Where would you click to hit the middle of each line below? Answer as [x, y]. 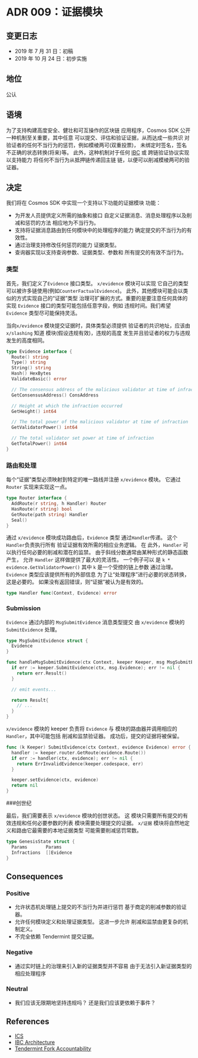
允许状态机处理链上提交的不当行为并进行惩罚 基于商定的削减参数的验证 [100, 907]
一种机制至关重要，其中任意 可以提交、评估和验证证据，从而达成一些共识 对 [98, 137]
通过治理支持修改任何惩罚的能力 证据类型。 [67, 245]
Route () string [30, 357]
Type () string [29, 362]
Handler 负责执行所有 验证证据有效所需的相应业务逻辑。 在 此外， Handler [94, 545]
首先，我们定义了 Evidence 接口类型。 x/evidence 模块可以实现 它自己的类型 [97, 283]
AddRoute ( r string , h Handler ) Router [59, 504]
